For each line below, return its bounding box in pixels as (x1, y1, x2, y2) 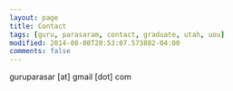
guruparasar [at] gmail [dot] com (9, 71, 131, 82)
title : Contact (9, 22, 67, 31)
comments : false (9, 47, 71, 56)
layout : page (9, 13, 59, 23)
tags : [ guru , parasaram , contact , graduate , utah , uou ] (9, 30, 225, 39)
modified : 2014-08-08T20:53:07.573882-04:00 (9, 38, 180, 48)
